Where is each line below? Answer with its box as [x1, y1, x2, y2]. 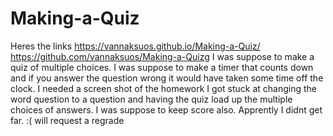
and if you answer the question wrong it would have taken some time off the [10, 72, 324, 84]
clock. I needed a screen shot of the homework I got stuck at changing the [10, 82, 317, 94]
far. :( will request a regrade [10, 114, 125, 126]
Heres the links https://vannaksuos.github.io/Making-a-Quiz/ [10, 40, 261, 52]
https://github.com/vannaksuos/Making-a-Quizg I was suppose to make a [10, 50, 315, 62]
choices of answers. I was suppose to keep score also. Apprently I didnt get [10, 103, 323, 116]
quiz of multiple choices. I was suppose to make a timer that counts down [10, 61, 314, 73]
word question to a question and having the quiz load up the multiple [10, 93, 293, 105]
